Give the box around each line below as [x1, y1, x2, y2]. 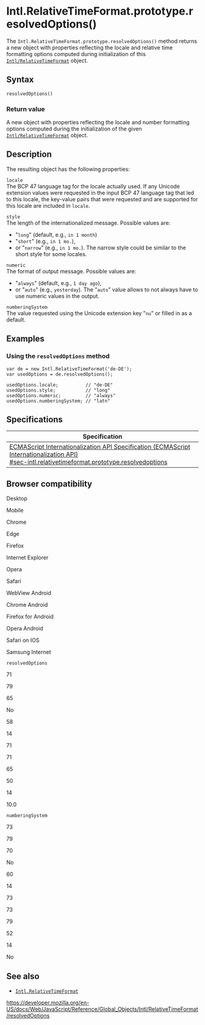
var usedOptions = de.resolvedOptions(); [6, 371, 113, 377]
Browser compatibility [6, 479, 93, 489]
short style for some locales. [15, 250, 87, 257]
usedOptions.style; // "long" [6, 387, 111, 393]
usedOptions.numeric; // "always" [6, 392, 116, 399]
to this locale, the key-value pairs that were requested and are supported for [6, 195, 198, 202]
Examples [6, 334, 45, 344]
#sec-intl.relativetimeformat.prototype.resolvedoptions [9, 458, 168, 466]
